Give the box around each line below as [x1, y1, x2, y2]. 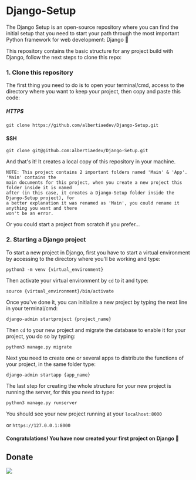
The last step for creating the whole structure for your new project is [6, 382, 171, 389]
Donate [6, 452, 33, 462]
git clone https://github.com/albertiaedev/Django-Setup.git [6, 122, 159, 129]
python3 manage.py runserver [6, 400, 77, 406]
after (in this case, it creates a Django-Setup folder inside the [6, 190, 175, 196]
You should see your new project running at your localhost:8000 [6, 410, 163, 417]
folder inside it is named [6, 185, 72, 191]
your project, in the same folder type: [6, 360, 96, 368]
